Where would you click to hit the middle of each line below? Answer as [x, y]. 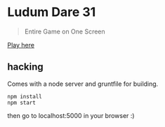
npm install [25, 96]
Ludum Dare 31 [52, 12]
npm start [22, 103]
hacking [25, 67]
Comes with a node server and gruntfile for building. [83, 84]
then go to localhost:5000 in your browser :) [71, 115]
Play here [21, 45]
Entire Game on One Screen [65, 31]
